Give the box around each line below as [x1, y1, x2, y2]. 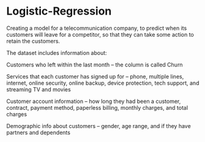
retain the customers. [6, 37, 60, 44]
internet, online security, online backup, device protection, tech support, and [6, 79, 199, 87]
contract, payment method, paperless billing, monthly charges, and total [6, 104, 188, 111]
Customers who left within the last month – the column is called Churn [6, 61, 183, 68]
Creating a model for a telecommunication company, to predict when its [6, 24, 187, 32]
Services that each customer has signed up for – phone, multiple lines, [6, 73, 184, 80]
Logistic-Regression [6, 4, 112, 18]
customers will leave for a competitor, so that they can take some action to [6, 30, 194, 38]
